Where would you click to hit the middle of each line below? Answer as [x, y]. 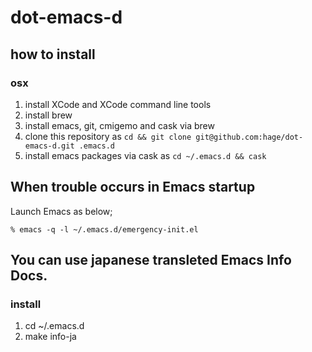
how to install [53, 54]
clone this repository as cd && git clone [108, 136]
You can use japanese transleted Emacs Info [151, 260]
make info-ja [50, 337]
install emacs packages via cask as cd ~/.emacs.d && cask [145, 155]
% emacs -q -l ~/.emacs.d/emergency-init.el [104, 229]
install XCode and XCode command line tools [118, 104]
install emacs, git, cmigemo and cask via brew [119, 125]
